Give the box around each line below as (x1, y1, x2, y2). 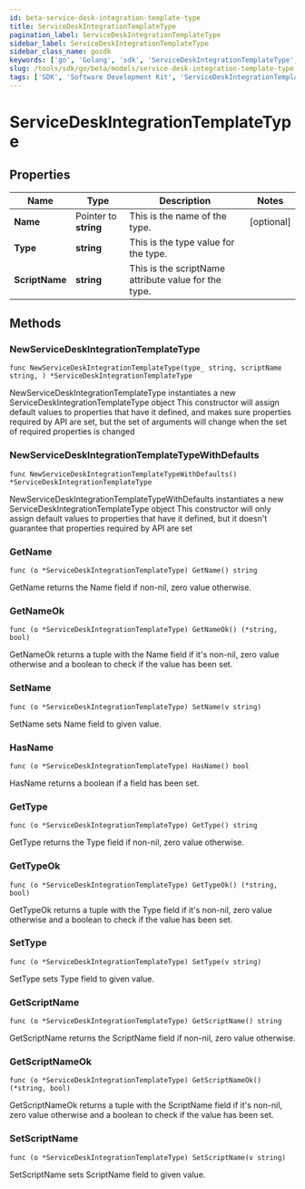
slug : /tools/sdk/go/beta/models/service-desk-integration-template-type (9, 65, 295, 74)
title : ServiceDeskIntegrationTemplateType (9, 22, 177, 31)
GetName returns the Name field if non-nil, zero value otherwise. (9, 582, 252, 593)
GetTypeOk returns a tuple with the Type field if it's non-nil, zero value (9, 904, 272, 915)
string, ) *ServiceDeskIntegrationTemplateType (9, 371, 193, 381)
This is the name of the (129, 209, 227, 222)
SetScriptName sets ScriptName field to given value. (9, 1169, 206, 1180)
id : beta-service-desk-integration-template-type (9, 13, 202, 23)
